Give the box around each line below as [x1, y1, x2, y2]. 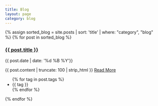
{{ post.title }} [5, 46, 39, 53]
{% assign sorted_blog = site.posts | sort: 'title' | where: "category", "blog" [5, 30, 154, 35]
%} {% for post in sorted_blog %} [5, 34, 72, 40]
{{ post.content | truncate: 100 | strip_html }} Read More [5, 67, 116, 73]
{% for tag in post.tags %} [12, 76, 64, 82]
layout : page [5, 12, 31, 16]
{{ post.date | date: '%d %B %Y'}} [5, 58, 73, 63]
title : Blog [5, 7, 29, 12]
